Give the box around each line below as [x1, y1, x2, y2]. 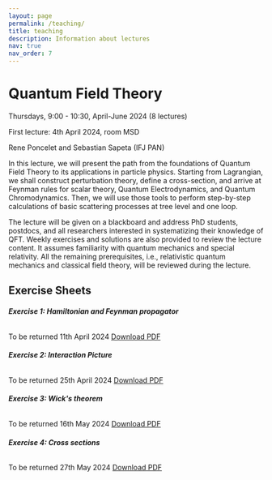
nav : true [8, 42, 42, 50]
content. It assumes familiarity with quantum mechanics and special [8, 242, 235, 252]
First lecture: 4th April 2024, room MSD [8, 126, 140, 136]
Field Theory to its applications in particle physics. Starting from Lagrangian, [8, 167, 263, 177]
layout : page [8, 11, 53, 20]
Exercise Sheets [8, 284, 91, 298]
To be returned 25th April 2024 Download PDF [8, 375, 164, 385]
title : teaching [8, 27, 63, 35]
